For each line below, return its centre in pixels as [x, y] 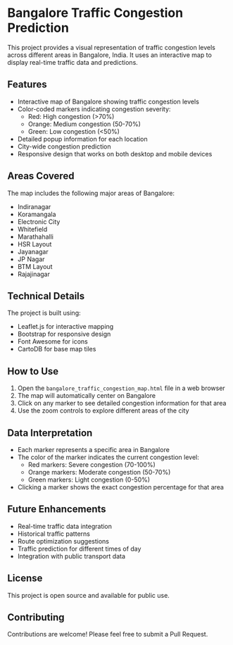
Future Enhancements [57, 509]
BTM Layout [35, 266]
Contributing [36, 618]
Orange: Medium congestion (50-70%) [84, 124]
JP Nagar [31, 259]
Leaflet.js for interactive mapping [65, 327]
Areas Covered [41, 176]
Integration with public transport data [71, 556]
